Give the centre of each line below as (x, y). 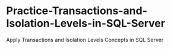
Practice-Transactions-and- (77, 11)
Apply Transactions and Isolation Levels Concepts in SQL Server (85, 40)
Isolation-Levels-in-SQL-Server (85, 23)
